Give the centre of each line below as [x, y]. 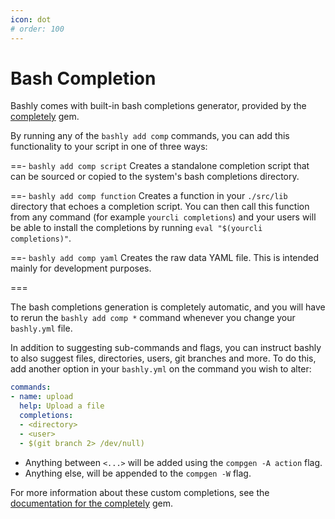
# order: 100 [37, 29]
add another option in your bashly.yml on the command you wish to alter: [161, 369]
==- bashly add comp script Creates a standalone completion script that [160, 166]
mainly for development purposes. [81, 268]
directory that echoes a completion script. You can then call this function [160, 207]
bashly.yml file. [41, 328]
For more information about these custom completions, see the [140, 492]
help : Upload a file [62, 406]
